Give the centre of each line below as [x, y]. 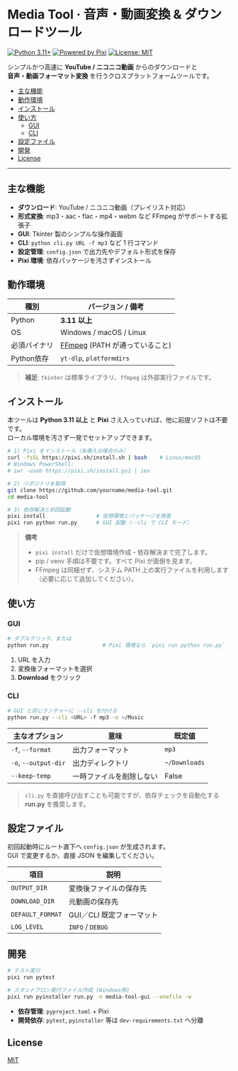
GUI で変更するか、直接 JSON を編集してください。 [83, 856]
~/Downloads [185, 763]
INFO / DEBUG [88, 927]
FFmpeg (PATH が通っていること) [116, 345]
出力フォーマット [101, 749]
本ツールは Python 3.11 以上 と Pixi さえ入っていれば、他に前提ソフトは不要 [118, 420]
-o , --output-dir [38, 762]
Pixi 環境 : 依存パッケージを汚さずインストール [85, 260]
